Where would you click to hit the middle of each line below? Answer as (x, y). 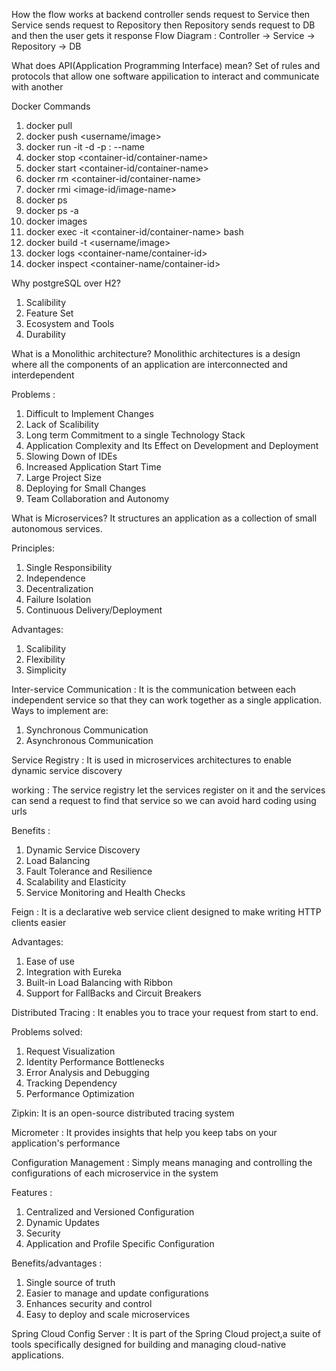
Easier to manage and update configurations (117, 1293)
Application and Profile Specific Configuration (120, 1243)
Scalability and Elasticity (76, 882)
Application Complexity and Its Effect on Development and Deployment (172, 445)
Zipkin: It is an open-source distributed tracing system (123, 1113)
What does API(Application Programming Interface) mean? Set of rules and (166, 65)
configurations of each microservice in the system (115, 1173)
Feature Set (49, 313)
